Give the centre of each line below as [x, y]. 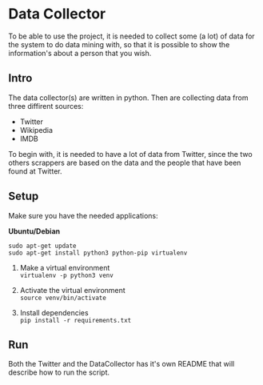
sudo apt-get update [43, 246]
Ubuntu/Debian [34, 231]
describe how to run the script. [59, 372]
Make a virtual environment [65, 267]
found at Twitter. [35, 171]
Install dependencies [54, 312]
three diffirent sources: [46, 106]
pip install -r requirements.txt [76, 320]
